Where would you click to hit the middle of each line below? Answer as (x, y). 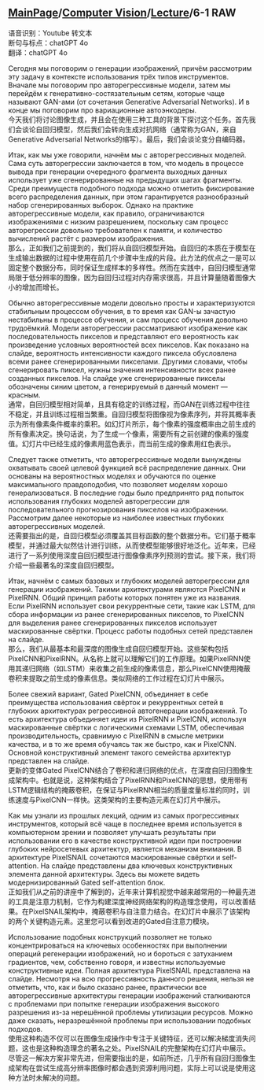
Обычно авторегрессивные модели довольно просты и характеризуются (132, 303)
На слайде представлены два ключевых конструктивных (137, 866)
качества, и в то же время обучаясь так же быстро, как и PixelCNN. (123, 744)
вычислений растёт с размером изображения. (87, 238)
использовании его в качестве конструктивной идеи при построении (125, 841)
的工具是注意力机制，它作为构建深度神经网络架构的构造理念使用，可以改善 (128, 901)
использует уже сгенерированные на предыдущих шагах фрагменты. (125, 179)
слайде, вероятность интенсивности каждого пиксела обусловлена (123, 353)
